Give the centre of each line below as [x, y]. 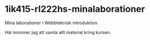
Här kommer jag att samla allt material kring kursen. [58, 32]
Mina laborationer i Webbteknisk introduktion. [52, 23]
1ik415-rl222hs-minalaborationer [75, 9]
